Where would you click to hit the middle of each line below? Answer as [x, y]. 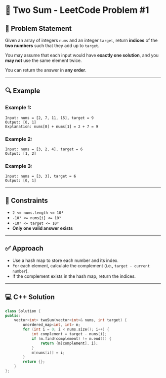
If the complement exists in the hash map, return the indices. [74, 276]
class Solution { [23, 311]
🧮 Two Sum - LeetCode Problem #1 [77, 10]
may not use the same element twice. [43, 61]
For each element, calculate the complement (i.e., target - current [81, 265]
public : [13, 315]
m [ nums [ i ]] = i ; [48, 352]
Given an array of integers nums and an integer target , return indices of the [82, 40]
